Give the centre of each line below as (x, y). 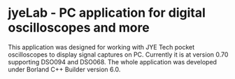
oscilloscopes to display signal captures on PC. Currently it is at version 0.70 (118, 55)
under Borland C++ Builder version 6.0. (64, 69)
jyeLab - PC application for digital (107, 13)
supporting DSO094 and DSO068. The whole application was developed (113, 62)
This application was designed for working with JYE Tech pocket (101, 47)
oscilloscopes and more (79, 28)
